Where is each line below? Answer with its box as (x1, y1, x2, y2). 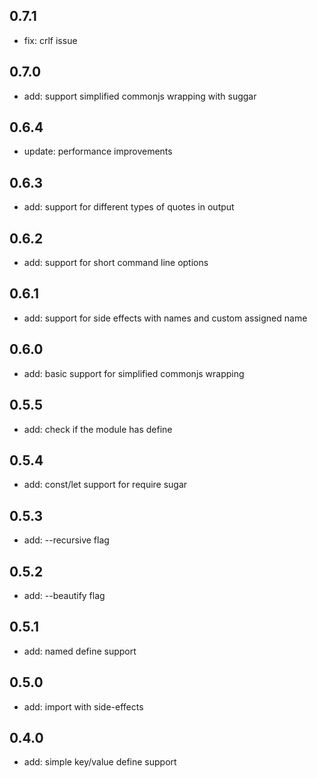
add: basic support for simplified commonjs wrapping (23, 367, 245, 379)
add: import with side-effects (23, 700, 144, 713)
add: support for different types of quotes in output (23, 201, 235, 213)
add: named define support (23, 645, 137, 657)
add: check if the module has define (23, 423, 173, 435)
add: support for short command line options (23, 257, 209, 269)
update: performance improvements (23, 145, 173, 158)
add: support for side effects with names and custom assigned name (23, 312, 308, 324)
